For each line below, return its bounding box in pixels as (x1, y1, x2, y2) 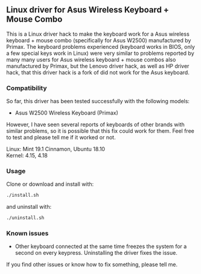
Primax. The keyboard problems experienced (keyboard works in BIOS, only (6, 43, 195, 50)
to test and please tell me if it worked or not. (6, 134, 116, 141)
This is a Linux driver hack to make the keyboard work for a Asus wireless (6, 30, 190, 37)
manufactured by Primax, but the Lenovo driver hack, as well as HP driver (6, 62, 190, 69)
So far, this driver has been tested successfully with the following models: (6, 98, 190, 105)
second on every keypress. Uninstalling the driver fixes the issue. (14, 249, 178, 256)
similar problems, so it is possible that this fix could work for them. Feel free (6, 127, 194, 135)
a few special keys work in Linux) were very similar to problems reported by (6, 49, 194, 57)
